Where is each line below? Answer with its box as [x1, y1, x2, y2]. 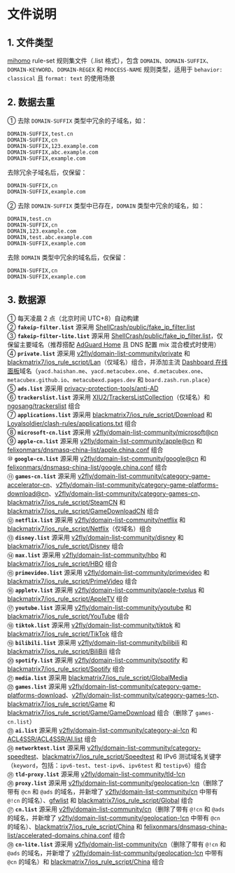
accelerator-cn [7, 480, 50, 489]
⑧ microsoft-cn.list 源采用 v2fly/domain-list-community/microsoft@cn [7, 428, 219, 436]
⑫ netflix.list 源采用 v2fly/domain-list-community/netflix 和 [7, 515, 186, 524]
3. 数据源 [7, 294, 46, 306]
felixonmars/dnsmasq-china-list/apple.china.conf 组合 [7, 445, 164, 454]
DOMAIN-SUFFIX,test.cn [7, 130, 73, 137]
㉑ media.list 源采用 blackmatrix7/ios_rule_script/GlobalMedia [7, 673, 188, 682]
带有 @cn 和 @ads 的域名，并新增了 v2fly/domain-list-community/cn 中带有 [7, 787, 218, 796]
